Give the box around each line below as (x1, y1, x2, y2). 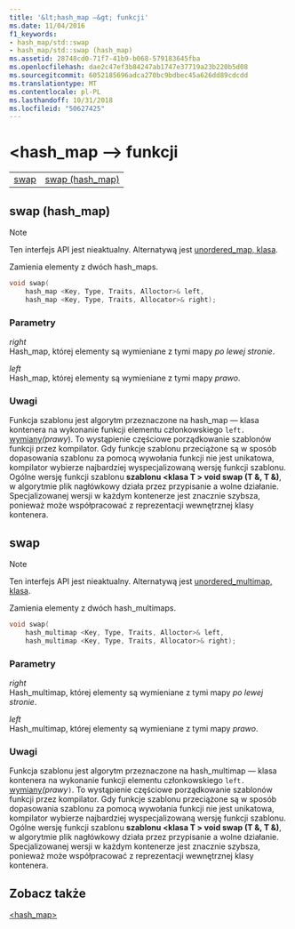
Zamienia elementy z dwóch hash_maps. (9, 261, 158, 272)
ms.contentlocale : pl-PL (9, 87, 101, 96)
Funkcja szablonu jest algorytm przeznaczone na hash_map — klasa (9, 415, 259, 426)
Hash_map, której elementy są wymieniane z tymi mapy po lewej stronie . (9, 346, 275, 356)
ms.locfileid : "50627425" (9, 104, 105, 113)
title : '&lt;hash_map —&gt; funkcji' (9, 12, 149, 22)
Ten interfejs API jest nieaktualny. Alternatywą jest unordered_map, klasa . (9, 244, 278, 254)
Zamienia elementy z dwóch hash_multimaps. (9, 603, 176, 613)
